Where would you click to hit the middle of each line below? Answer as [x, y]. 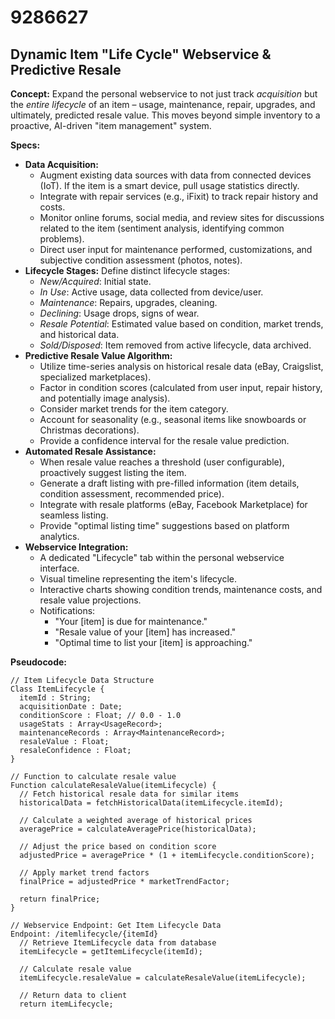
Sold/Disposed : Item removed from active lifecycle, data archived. [175, 345]
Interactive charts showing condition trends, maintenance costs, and [181, 589]
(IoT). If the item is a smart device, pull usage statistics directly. [169, 185]
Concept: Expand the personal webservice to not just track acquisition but [164, 94]
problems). [62, 239]
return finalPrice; [60, 899]
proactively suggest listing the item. [113, 472]
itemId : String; [55, 698]
